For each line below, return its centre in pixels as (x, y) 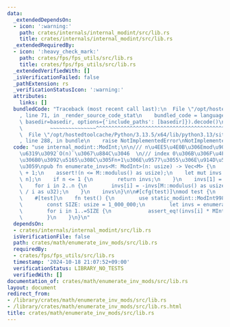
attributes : (30, 97)
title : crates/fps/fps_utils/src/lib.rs (78, 64)
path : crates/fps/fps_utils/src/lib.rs (76, 58)
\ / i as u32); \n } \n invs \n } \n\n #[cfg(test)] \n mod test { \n (117, 192)
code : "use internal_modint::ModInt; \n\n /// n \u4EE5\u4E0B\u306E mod (113, 147)
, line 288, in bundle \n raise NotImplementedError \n (102, 141)
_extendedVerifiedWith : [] (52, 71)
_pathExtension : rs (41, 84)
